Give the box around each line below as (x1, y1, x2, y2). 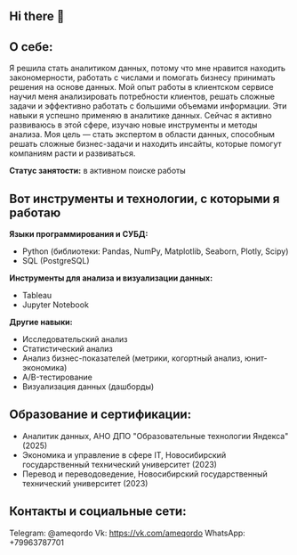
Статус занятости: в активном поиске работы (9, 166, 186, 176)
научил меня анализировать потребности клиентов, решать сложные (9, 91, 276, 102)
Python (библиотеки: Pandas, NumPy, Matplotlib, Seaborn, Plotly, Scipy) (21, 246, 289, 257)
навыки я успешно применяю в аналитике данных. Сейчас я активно (9, 110, 273, 121)
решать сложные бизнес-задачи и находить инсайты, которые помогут (9, 139, 282, 150)
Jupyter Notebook (21, 299, 89, 310)
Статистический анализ (21, 344, 113, 355)
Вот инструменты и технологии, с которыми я (9, 191, 280, 206)
